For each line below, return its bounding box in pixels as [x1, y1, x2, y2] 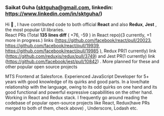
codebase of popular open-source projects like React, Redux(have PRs [5, 100, 150, 106]
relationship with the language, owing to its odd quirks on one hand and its [5, 84, 158, 90]
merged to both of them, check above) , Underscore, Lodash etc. [5, 105, 138, 111]
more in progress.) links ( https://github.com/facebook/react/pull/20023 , [5, 37, 152, 43]
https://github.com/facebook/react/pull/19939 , [5, 43, 100, 49]
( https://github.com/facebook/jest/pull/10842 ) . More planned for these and [5, 59, 160, 65]
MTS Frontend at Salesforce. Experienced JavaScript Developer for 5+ [5, 74, 150, 80]
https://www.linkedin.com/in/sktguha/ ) [5, 10, 103, 17]
